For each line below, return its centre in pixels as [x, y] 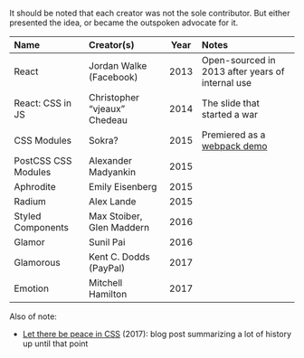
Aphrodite [35, 187]
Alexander [111, 160]
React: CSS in [43, 103]
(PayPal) [107, 268]
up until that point [55, 344]
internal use [227, 83]
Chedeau [109, 120]
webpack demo [235, 146]
